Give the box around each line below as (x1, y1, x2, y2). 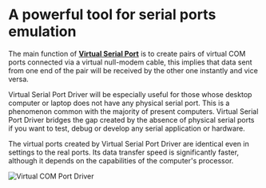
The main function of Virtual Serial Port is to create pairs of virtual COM (8, 49, 246, 58)
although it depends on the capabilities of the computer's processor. (8, 155, 234, 165)
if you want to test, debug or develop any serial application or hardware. (8, 123, 245, 133)
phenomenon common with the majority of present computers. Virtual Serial (8, 106, 259, 116)
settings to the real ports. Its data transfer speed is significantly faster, (8, 147, 240, 157)
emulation (8, 22, 77, 41)
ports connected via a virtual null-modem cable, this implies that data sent (8, 57, 253, 67)
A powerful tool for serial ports (8, 6, 216, 24)
